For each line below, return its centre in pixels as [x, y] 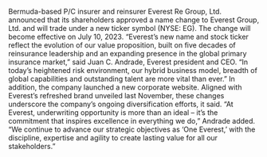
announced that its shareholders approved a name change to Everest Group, [134, 20]
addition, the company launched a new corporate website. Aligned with [125, 87]
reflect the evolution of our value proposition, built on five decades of [122, 45]
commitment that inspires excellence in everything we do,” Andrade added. [132, 121]
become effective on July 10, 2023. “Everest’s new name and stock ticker [129, 36]
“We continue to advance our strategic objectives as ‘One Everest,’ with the [132, 129]
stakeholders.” [32, 146]
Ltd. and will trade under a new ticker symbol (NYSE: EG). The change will [130, 28]
